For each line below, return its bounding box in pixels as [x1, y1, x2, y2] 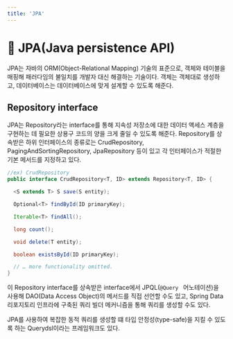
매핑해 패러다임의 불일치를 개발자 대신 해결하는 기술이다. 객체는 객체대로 [7, 72, 202, 80]
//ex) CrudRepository [7, 169, 70, 177]
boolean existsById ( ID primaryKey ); [13, 251, 119, 258]
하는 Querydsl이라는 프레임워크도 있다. [14, 324, 120, 333]
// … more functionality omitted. [13, 263, 113, 270]
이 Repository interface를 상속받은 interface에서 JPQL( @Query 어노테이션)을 [7, 284, 220, 292]
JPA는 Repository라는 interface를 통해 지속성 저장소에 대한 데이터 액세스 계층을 [7, 121, 224, 129]
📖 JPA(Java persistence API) [7, 40, 175, 55]
